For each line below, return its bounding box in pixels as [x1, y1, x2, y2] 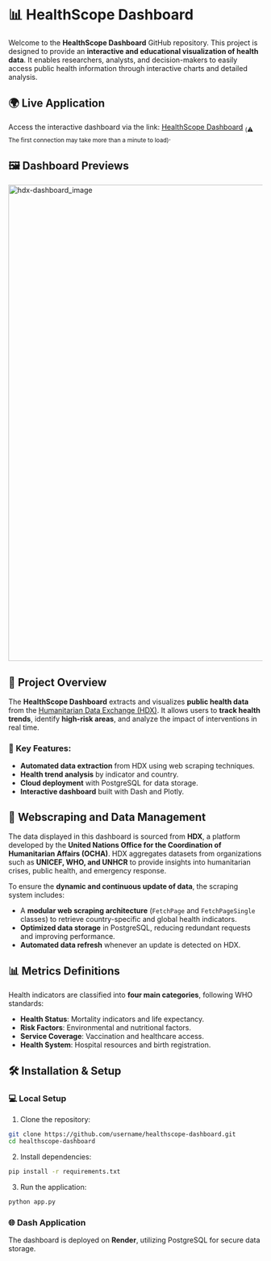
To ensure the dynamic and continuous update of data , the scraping [8, 882, 239, 891]
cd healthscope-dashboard [8, 1137, 95, 1146]
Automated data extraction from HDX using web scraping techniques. [19, 761, 256, 771]
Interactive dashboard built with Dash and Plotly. [19, 787, 184, 797]
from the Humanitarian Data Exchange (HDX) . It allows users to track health [8, 705, 261, 714]
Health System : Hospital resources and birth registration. [19, 1040, 211, 1049]
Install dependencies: [19, 1152, 92, 1162]
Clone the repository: [19, 1114, 91, 1124]
